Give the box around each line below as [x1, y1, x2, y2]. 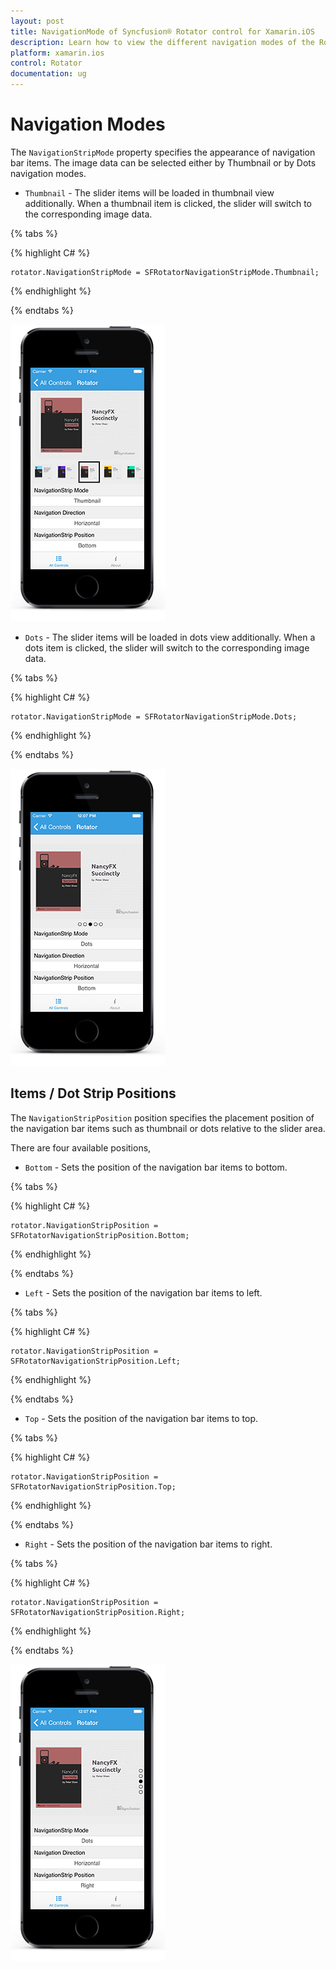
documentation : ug [10, 69, 87, 79]
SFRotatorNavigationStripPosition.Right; [10, 1607, 186, 1617]
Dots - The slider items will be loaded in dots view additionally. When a [24, 631, 316, 643]
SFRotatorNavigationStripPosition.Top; [10, 1481, 177, 1492]
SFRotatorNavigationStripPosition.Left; [10, 1356, 182, 1366]
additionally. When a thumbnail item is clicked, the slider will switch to [24, 197, 312, 209]
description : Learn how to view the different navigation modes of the [10, 37, 315, 47]
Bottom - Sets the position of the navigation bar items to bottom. [24, 1161, 288, 1173]
